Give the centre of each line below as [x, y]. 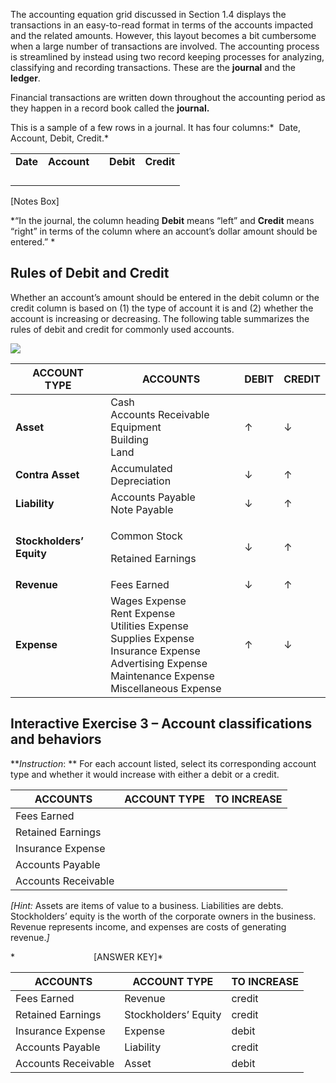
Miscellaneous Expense [166, 688]
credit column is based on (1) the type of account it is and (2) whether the [162, 308]
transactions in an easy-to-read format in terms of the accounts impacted [162, 25]
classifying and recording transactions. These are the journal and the [153, 67]
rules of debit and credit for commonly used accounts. [122, 329]
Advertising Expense [159, 663]
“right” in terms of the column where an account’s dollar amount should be [164, 231]
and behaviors [56, 739]
